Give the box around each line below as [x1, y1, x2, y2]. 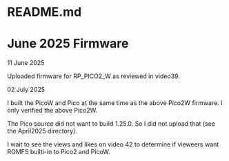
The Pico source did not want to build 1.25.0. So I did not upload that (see [7, 120, 216, 128]
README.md [7, 4, 82, 20]
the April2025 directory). [7, 127, 78, 135]
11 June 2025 [7, 59, 45, 67]
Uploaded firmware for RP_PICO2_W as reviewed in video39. [7, 72, 181, 80]
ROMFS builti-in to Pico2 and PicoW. [7, 148, 110, 156]
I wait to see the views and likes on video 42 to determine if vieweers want [7, 140, 219, 149]
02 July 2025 [7, 86, 46, 94]
